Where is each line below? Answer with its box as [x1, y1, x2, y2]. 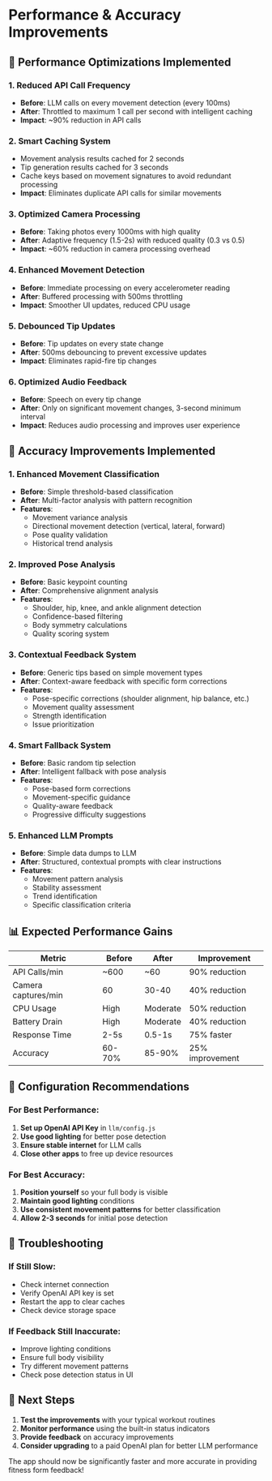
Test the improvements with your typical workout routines [19, 1414, 216, 1424]
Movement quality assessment [32, 702, 135, 711]
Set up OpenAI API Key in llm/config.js [19, 1123, 156, 1132]
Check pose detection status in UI [19, 1370, 134, 1380]
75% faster [189, 1029, 232, 1041]
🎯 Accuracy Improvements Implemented [8, 444, 216, 457]
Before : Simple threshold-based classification [19, 487, 174, 496]
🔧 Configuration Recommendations [8, 1080, 190, 1094]
